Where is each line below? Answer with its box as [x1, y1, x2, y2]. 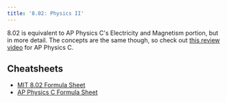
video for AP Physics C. [7, 43, 74, 51]
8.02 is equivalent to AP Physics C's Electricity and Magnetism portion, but [7, 29, 219, 37]
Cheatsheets [7, 63, 64, 75]
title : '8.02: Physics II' [7, 10, 84, 17]
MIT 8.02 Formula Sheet [16, 81, 86, 89]
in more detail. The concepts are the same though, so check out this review [7, 35, 221, 44]
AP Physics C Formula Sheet [16, 88, 98, 96]
